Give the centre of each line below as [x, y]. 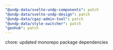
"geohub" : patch [22, 28]
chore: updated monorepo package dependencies [57, 42]
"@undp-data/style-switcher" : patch [43, 24]
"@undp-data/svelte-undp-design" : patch [48, 14]
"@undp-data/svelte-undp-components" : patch [52, 10]
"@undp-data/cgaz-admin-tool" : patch [44, 19]
